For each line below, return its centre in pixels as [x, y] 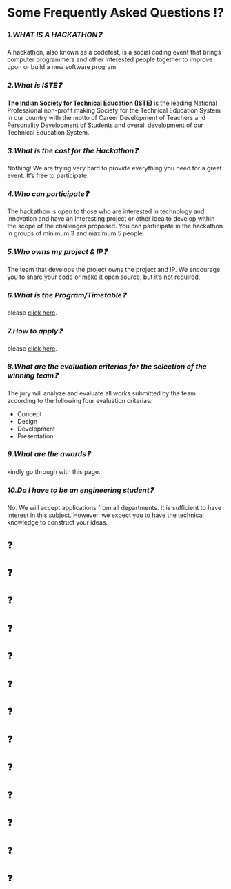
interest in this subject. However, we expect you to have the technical [106, 515]
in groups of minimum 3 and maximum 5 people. [76, 233]
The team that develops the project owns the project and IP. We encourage [114, 269]
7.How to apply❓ [35, 331]
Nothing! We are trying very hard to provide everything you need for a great [114, 168]
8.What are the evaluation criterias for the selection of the [107, 367]
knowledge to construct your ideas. [58, 522]
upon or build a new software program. [63, 67]
